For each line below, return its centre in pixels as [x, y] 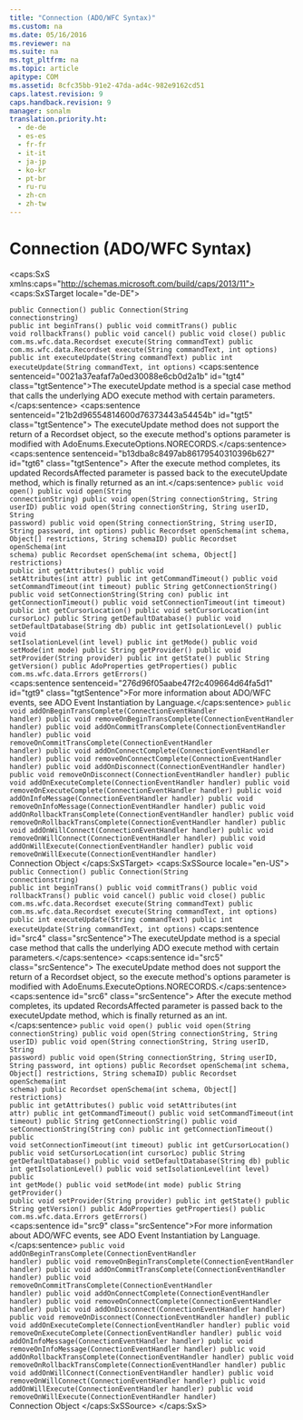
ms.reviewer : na [40, 43]
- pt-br [32, 178]
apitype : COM [34, 77]
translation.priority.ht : [58, 119]
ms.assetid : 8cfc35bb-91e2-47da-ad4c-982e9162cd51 [107, 85]
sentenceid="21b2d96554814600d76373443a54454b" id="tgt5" [131, 415]
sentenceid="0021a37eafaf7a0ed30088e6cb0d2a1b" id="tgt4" [127, 376]
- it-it [32, 153]
